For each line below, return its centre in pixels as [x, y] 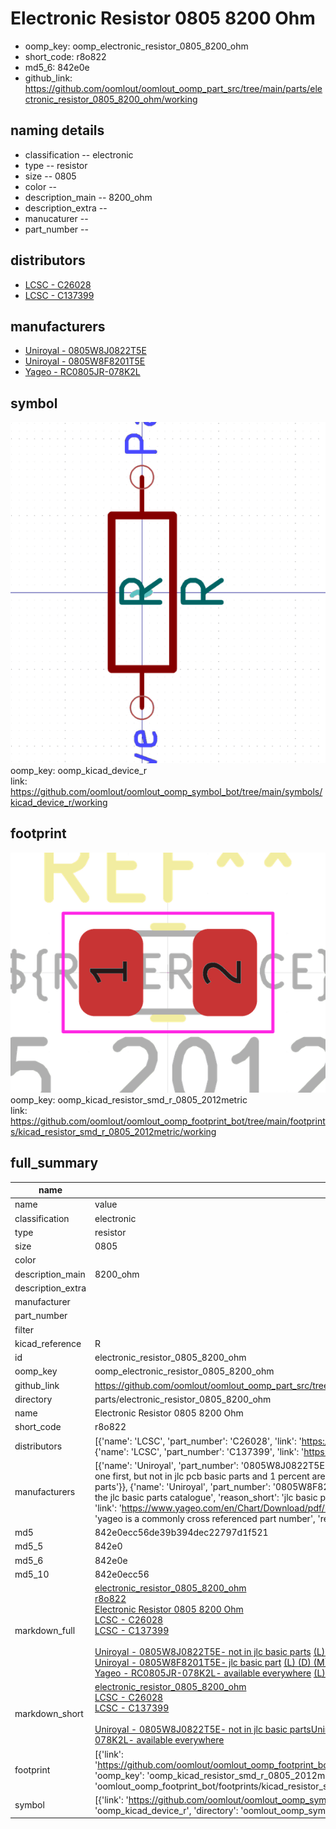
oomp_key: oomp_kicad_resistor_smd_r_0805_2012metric [129, 1099]
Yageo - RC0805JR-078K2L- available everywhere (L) [210, 1673]
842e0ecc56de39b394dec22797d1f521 [181, 1533]
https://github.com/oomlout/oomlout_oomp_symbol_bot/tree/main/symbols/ [166, 792]
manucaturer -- [56, 218]
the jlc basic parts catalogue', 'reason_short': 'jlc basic [206, 1497]
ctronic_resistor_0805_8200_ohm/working [111, 99]
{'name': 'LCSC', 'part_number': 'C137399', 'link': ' [199, 1451]
